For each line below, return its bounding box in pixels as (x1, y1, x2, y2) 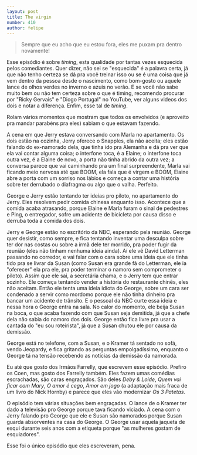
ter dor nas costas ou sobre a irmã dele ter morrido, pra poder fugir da (6, 241, 177, 248)
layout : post (6, 8, 39, 15)
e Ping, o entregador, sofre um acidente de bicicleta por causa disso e (6, 211, 176, 218)
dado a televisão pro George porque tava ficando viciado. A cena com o (6, 406, 181, 413)
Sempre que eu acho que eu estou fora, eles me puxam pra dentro (21, 41, 182, 48)
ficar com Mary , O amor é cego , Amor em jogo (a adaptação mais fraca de (6, 382, 188, 389)
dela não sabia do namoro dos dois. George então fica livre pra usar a (6, 316, 175, 323)
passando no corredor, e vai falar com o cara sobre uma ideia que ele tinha (6, 253, 188, 261)
